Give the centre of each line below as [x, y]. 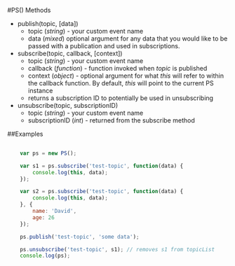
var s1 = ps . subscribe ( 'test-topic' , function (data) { [102, 166]
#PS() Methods [29, 10]
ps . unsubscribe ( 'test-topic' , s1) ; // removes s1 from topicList [117, 249]
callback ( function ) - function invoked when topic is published [117, 68]
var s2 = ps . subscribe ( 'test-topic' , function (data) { [102, 192]
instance [40, 91]
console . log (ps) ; [45, 256]
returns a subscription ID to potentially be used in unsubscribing [121, 98]
